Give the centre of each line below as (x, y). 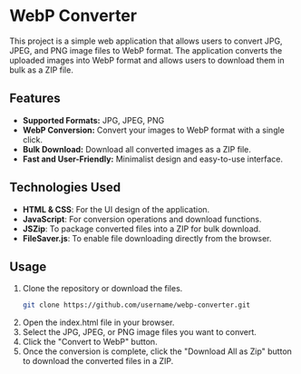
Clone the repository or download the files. (102, 289)
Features (35, 98)
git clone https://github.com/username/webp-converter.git (136, 305)
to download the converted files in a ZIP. (98, 361)
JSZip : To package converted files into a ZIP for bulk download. (141, 229)
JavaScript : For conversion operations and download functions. (142, 219)
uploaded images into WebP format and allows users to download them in (147, 60)
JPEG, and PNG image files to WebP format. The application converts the (146, 50)
